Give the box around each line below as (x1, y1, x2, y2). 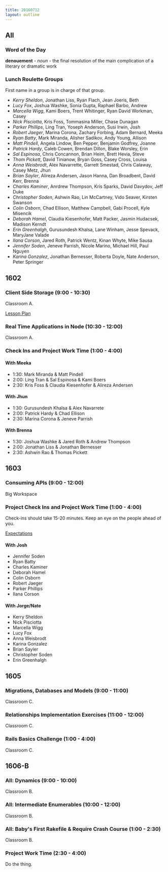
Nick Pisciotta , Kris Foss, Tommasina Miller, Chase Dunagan (12, 119, 139, 125)
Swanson (12, 200, 32, 206)
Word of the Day (5, 46, 46, 53)
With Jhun (5, 394, 28, 400)
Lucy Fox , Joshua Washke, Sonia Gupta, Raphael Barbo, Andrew (12, 103, 148, 109)
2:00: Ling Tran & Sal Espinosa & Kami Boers (12, 376, 106, 382)
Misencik (12, 210, 32, 216)
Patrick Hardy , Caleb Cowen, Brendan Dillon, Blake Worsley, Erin (12, 146, 148, 152)
